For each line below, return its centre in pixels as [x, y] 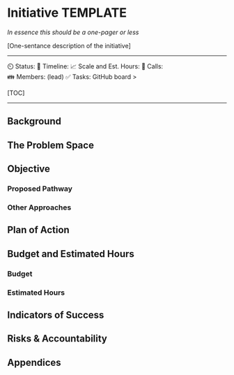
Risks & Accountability [57, 339]
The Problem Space [50, 145]
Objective [29, 169]
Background [34, 121]
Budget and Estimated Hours [71, 254]
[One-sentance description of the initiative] [69, 45]
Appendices [34, 362]
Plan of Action [38, 230]
